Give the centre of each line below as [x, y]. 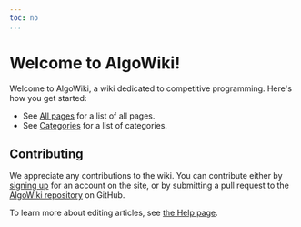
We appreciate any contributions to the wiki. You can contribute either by [146, 176]
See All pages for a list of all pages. [89, 116]
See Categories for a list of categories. [95, 125]
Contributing [46, 154]
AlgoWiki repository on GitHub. [67, 195]
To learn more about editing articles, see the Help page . [114, 213]
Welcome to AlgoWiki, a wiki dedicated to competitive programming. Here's [151, 88]
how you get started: [48, 98]
